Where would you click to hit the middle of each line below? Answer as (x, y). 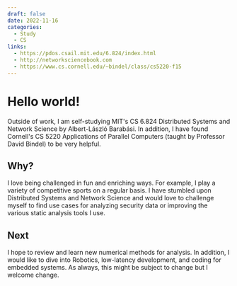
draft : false (27, 14)
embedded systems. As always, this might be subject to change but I (108, 268)
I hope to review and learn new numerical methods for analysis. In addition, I (118, 253)
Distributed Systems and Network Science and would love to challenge (111, 198)
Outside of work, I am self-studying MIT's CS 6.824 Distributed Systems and (119, 121)
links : (17, 47)
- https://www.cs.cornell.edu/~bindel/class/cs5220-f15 (98, 67)
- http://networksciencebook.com (63, 60)
